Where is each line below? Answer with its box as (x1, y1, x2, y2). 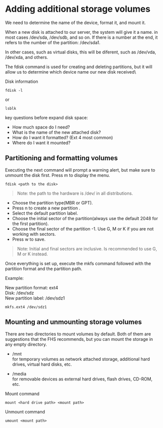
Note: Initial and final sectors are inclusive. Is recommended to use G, (17, 246, 158, 252)
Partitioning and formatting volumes (5, 154, 118, 162)
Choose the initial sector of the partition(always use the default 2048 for (12, 215, 158, 221)
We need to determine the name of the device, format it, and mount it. (5, 20, 146, 25)
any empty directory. (5, 341, 47, 347)
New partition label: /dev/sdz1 (5, 295, 65, 301)
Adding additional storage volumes (5, 3, 151, 15)
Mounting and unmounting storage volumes (5, 318, 142, 327)
